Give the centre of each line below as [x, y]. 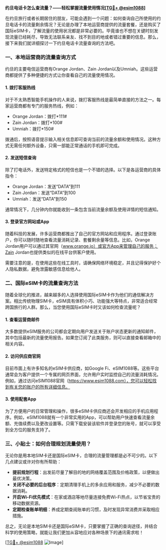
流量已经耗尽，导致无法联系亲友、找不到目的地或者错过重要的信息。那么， [85, 37]
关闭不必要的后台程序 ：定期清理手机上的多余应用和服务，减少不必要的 [84, 485]
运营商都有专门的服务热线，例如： [44, 106]
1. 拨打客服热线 [20, 87]
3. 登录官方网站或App [27, 222]
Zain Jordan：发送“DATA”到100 [44, 193]
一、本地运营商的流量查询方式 [41, 57]
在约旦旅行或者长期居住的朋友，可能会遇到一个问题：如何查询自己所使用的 [81, 18]
